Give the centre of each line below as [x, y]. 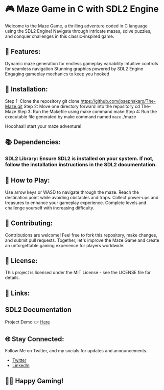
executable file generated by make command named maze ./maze [70, 116]
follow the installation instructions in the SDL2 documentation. [81, 164]
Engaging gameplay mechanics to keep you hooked [57, 74]
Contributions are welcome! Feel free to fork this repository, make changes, [81, 235]
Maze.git [14, 106]
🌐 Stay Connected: [35, 339]
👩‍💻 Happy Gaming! [34, 381]
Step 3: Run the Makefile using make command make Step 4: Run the [87, 111]
